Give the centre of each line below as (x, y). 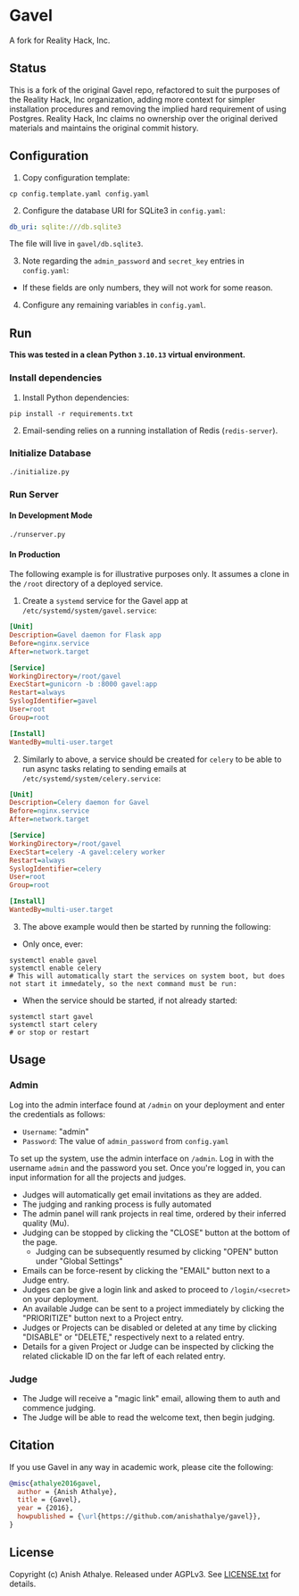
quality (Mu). (46, 1223)
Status (28, 68)
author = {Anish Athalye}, (67, 1492)
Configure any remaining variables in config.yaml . (114, 305)
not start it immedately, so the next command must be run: (124, 983)
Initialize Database (50, 454)
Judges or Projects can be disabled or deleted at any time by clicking (149, 1327)
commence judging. (59, 1408)
